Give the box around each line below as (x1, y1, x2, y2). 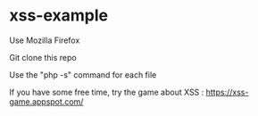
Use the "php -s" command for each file (9, 69, 157, 80)
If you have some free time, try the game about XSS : (9, 87, 204, 97)
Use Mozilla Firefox (9, 35, 80, 46)
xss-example (9, 5, 109, 26)
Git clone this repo (9, 52, 78, 62)
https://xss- (205, 87, 249, 97)
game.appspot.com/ (9, 95, 84, 107)
